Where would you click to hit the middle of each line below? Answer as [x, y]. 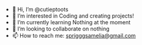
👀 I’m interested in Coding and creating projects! [73, 16]
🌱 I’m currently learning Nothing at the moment [71, 22]
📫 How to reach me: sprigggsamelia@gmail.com [74, 36]
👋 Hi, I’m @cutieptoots [40, 9]
